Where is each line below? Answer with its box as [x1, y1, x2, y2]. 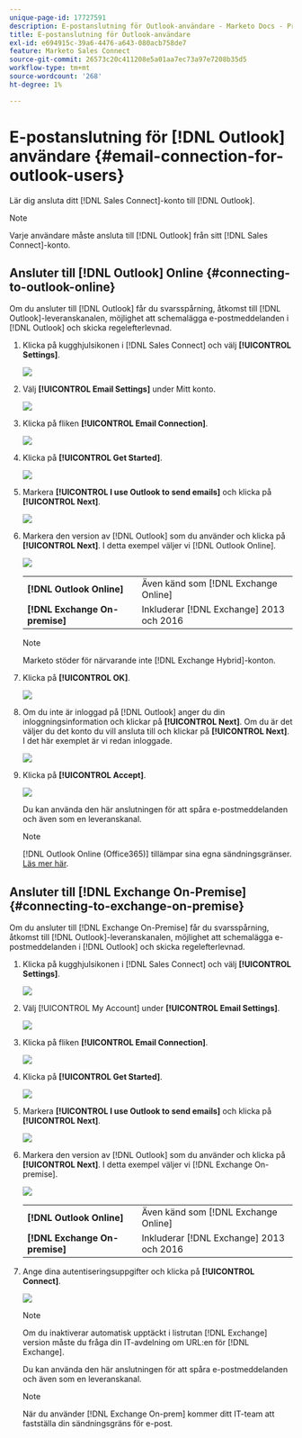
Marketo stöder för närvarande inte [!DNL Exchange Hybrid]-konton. [22, 655, 276, 666]
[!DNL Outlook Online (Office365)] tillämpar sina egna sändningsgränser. [22, 848, 292, 860]
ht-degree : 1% [9, 80, 63, 89]
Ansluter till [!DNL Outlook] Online [9, 265, 204, 280]
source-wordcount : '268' [9, 72, 102, 81]
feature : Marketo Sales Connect [9, 47, 130, 56]
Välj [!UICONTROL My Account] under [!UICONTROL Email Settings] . [22, 1003, 280, 1014]
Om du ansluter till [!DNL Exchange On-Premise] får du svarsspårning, [9, 922, 270, 933]
